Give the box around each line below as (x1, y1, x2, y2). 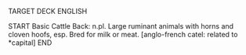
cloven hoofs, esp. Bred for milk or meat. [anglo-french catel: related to (8, 30, 238, 39)
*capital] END (8, 38, 52, 47)
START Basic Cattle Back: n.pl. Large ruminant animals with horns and (8, 22, 233, 30)
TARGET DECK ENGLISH (8, 7, 88, 15)
